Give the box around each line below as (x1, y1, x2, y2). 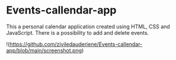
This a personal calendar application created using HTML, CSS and (6, 23, 170, 30)
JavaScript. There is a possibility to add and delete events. (6, 29, 149, 36)
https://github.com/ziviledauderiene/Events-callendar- (9, 41, 143, 48)
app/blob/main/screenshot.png (6, 46, 82, 54)
